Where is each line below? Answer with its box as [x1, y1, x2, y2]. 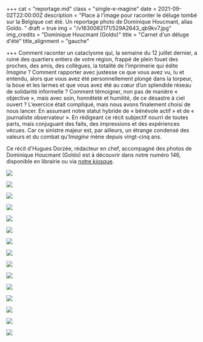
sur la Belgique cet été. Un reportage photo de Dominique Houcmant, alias [6, 18, 193, 25]
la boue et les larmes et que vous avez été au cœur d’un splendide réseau [6, 81, 191, 89]
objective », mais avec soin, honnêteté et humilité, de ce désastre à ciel [6, 94, 185, 101]
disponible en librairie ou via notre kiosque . [6, 158, 114, 165]
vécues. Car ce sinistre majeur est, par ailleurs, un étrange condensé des [6, 127, 190, 134]
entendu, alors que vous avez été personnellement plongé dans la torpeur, [6, 75, 193, 82]
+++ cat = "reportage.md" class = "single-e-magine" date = [6, 5, 157, 12]
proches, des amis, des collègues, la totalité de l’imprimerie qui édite [6, 62, 178, 69]
